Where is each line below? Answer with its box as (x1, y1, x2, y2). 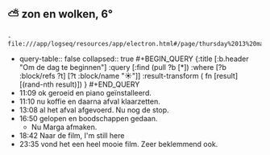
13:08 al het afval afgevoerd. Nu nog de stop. (19, 104, 170, 115)
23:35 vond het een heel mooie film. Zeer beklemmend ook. (19, 139, 218, 149)
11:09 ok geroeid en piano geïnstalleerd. (19, 88, 152, 97)
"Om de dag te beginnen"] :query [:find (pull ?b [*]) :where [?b (19, 62, 227, 71)
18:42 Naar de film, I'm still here (19, 130, 125, 140)
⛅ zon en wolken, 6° (7, 7, 114, 21)
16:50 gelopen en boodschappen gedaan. (19, 113, 158, 123)
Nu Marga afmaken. (31, 122, 98, 132)
